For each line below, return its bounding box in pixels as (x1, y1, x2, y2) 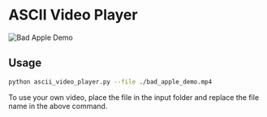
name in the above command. (8, 101, 108, 110)
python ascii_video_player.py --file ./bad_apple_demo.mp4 (8, 77, 213, 86)
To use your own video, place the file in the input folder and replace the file (8, 92, 260, 102)
